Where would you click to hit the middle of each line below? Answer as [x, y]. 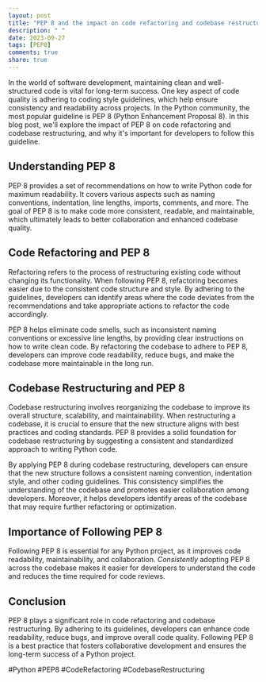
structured [25, 91]
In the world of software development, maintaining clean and [107, 82]
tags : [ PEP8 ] [30, 45]
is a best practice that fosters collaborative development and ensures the [127, 645]
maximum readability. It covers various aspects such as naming [112, 194]
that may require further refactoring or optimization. [92, 507]
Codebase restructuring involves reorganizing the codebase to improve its [129, 407]
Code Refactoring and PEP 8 [79, 253]
